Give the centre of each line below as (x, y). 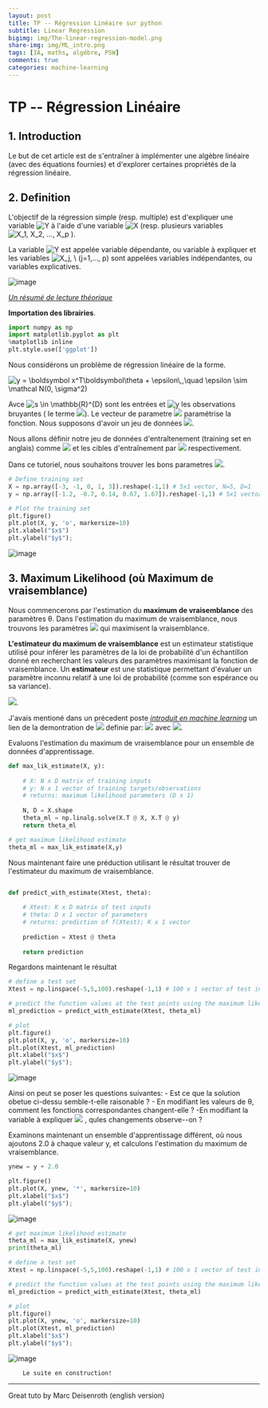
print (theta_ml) (35, 1248)
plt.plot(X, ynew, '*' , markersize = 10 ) (75, 1188)
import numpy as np (41, 327)
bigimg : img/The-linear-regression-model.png (85, 38)
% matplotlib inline (41, 342)
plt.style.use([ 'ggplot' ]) (53, 350)
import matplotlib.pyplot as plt (64, 335)
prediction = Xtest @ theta (69, 937)
